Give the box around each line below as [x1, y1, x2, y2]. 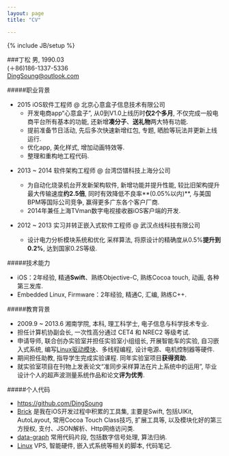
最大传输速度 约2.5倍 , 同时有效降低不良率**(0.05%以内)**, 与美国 [27, 189, 212, 197]
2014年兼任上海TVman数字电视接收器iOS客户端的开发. [27, 206, 181, 214]
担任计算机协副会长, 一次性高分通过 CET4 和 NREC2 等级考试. [16, 328, 191, 336]
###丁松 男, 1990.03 [7, 55, 65, 64]
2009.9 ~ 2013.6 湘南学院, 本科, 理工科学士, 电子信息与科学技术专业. [16, 319, 209, 327]
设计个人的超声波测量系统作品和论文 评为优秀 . [16, 370, 145, 379]
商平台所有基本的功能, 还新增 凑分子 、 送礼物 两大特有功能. [27, 117, 189, 125]
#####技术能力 [7, 258, 51, 267]
